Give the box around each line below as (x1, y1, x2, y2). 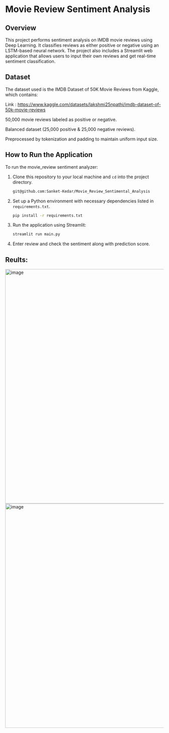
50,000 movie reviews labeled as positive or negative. (5, 116, 117, 122)
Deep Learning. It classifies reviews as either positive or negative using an (5, 42, 159, 48)
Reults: (5, 255, 28, 264)
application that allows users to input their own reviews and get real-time (5, 53, 156, 59)
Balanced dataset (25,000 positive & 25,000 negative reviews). (5, 126, 136, 132)
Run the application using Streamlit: (12, 222, 87, 228)
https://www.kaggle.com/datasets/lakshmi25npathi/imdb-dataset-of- (17, 101, 161, 107)
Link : (5, 101, 17, 107)
